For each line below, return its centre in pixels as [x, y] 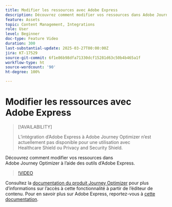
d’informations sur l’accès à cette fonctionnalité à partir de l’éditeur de [79, 188]
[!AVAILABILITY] [35, 127]
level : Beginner [23, 34]
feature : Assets [23, 19]
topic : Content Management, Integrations [50, 24]
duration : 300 [20, 44]
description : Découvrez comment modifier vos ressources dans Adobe [80, 15]
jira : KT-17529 [21, 53]
